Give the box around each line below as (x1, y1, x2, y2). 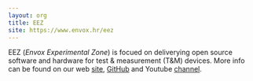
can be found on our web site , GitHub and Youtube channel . (8, 64, 203, 74)
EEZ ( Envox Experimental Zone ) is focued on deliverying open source (8, 48, 233, 57)
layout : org (8, 11, 47, 20)
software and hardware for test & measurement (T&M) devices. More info (8, 56, 245, 65)
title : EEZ (8, 19, 44, 27)
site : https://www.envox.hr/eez (8, 26, 114, 34)
